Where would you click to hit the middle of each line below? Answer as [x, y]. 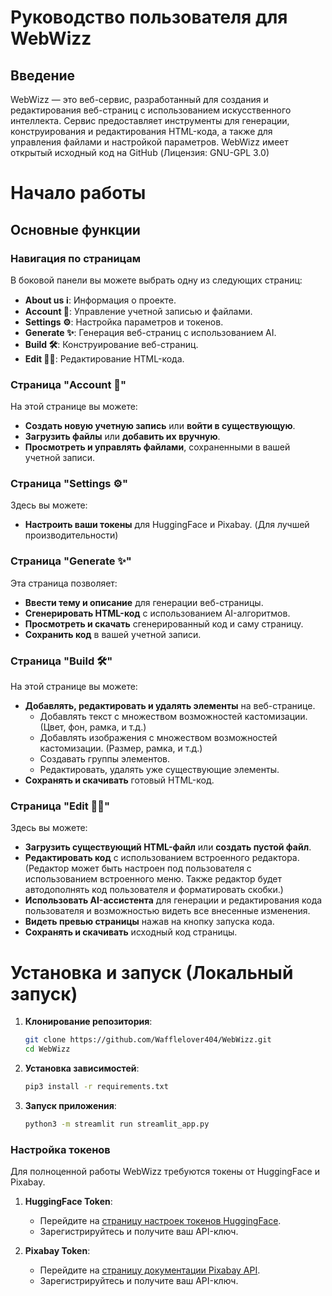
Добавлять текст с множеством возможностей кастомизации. [173, 717]
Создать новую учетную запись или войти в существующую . [160, 426]
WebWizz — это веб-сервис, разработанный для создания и [139, 99]
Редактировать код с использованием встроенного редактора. [162, 858]
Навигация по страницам [76, 258]
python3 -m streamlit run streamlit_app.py [117, 1124]
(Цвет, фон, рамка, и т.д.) [93, 727]
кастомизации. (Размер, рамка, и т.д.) [121, 748]
